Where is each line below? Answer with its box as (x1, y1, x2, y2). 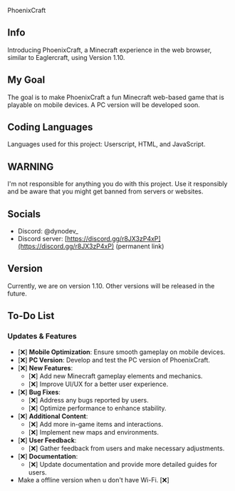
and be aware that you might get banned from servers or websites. (7, 187, 204, 196)
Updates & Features (7, 331, 77, 341)
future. (7, 289, 27, 298)
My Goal (7, 74, 46, 86)
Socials (7, 208, 41, 220)
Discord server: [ (17, 235, 68, 243)
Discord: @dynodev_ (17, 227, 78, 236)
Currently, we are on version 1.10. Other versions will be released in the (7, 281, 215, 290)
